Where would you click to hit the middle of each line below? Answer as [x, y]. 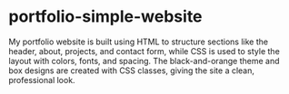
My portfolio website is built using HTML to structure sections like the [139, 42]
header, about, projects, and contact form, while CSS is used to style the [144, 51]
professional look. [42, 80]
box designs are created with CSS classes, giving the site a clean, [132, 70]
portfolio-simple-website [105, 17]
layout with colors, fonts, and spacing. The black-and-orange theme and [144, 61]
